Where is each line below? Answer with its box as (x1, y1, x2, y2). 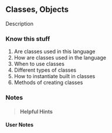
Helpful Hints (19, 108, 53, 115)
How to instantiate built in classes (13, 73, 96, 80)
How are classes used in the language (13, 54, 107, 61)
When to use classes (13, 61, 65, 68)
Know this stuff (5, 34, 50, 43)
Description (5, 20, 33, 27)
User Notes (5, 121, 33, 128)
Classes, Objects (5, 5, 69, 15)
